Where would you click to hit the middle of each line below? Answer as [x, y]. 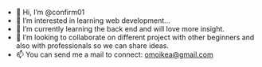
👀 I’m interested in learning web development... [93, 20]
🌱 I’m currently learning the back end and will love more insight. [120, 29]
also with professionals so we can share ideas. [92, 46]
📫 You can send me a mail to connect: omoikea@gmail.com [114, 54]
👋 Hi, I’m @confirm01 [50, 12]
